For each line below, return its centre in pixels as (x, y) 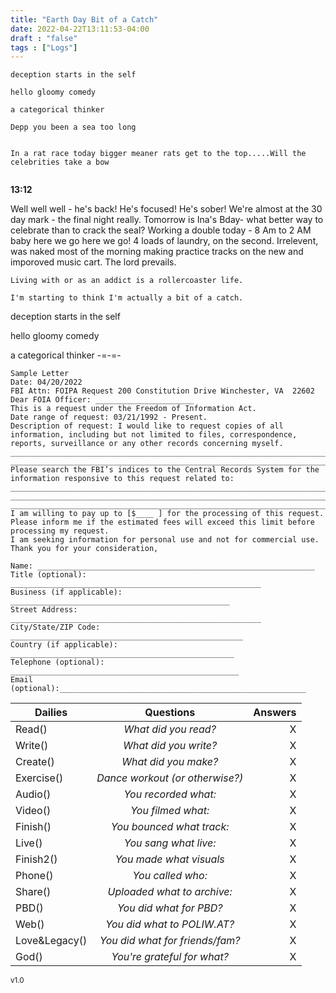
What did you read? (170, 729)
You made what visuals (169, 859)
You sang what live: (170, 843)
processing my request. (60, 531)
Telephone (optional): (57, 662)
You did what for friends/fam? (170, 941)
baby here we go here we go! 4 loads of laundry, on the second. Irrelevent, (164, 241)
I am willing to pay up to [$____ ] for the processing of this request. (167, 514)
